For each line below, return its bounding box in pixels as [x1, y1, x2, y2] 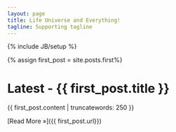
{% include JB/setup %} [7, 43, 77, 51]
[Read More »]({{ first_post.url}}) [7, 117, 102, 126]
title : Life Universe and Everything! [7, 17, 121, 24]
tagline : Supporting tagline [7, 23, 93, 30]
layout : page [7, 10, 46, 17]
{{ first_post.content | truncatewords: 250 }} [7, 103, 135, 112]
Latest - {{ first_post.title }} [7, 80, 170, 96]
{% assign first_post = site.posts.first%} [7, 56, 123, 64]
